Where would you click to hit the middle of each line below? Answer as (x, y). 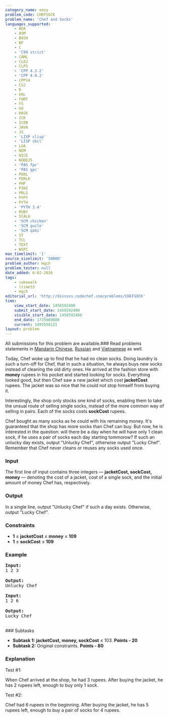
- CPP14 (22, 80)
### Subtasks (20, 631)
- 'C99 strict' (30, 52)
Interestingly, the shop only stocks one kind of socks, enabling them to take (84, 401)
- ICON (21, 122)
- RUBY (21, 212)
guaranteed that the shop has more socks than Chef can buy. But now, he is (84, 427)
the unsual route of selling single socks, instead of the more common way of (85, 406)
